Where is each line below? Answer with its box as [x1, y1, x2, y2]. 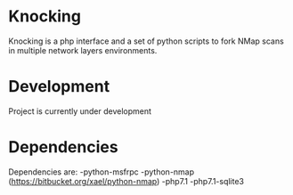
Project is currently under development [8, 105, 152, 117]
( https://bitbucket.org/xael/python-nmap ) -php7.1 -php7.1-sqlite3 [8, 175, 245, 186]
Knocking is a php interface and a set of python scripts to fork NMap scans [8, 36, 284, 46]
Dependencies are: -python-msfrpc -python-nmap [8, 167, 195, 177]
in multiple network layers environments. [8, 45, 158, 55]
